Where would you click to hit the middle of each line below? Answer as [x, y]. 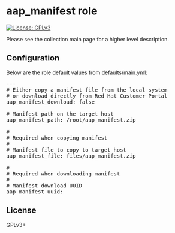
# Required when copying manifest [57, 138]
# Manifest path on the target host [60, 114]
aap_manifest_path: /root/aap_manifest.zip [71, 120]
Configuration [33, 58]
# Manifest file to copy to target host [67, 150]
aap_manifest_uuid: [35, 192]
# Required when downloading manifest [63, 174]
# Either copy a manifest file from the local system [87, 90]
